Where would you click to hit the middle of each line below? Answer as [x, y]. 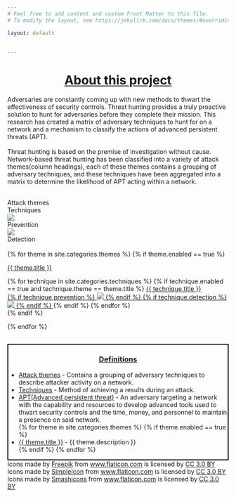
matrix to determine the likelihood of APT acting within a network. [102, 182]
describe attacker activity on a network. [76, 382]
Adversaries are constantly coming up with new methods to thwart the [109, 100]
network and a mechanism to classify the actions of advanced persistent [112, 129]
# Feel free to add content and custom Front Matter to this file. [108, 14]
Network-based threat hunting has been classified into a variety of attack [113, 160]
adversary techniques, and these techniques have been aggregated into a [114, 174]
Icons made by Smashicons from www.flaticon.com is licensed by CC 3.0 [113, 479]
